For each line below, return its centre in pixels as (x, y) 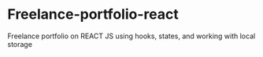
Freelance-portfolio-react (93, 14)
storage (20, 44)
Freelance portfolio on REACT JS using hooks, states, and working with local (131, 36)
